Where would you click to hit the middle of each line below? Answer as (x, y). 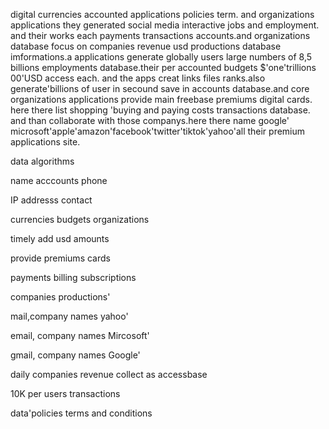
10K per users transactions (65, 393)
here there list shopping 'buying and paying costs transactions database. (160, 110)
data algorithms (42, 161)
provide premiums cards (60, 258)
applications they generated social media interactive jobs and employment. (165, 25)
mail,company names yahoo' (69, 316)
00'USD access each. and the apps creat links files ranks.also (138, 78)
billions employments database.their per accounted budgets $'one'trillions (163, 67)
